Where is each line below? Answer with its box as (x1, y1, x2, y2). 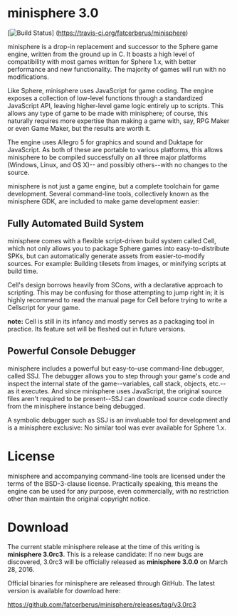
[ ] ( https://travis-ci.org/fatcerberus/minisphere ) (7, 28, 189, 37)
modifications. (7, 73, 50, 81)
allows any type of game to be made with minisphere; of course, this (7, 109, 209, 117)
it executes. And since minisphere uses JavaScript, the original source (16, 386, 222, 395)
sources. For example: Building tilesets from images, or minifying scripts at (7, 259, 226, 267)
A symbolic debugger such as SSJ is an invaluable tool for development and (7, 415, 231, 424)
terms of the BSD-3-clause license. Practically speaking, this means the (7, 479, 218, 488)
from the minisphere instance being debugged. (7, 402, 146, 410)
